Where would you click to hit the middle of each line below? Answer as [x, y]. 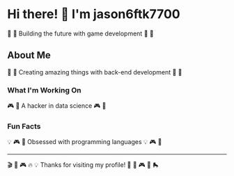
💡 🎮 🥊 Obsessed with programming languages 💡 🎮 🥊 [85, 142]
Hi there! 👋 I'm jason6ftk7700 [94, 14]
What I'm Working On [44, 90]
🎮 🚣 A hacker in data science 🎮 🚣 [57, 106]
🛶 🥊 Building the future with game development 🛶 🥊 [81, 33]
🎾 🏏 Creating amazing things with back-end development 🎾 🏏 [95, 72]
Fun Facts [24, 126]
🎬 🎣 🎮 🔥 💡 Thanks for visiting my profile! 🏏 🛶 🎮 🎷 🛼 [83, 165]
